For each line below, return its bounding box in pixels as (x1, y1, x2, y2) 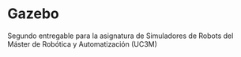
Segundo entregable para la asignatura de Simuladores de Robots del (7, 31, 234, 40)
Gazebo (7, 5, 60, 23)
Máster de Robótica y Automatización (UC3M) (7, 39, 157, 48)
